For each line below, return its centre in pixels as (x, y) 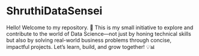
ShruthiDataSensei (54, 11)
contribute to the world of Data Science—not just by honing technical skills (99, 33)
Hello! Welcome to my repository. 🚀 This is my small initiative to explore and (100, 27)
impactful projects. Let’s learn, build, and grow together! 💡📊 (81, 46)
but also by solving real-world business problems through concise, (89, 40)
